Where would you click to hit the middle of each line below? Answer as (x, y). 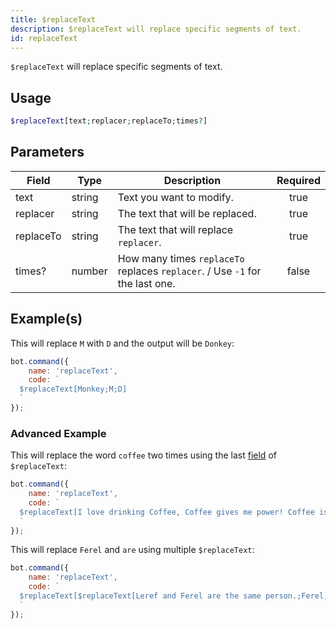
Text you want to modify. (175, 197)
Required (298, 180)
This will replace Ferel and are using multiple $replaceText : (132, 550)
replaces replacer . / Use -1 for (189, 271)
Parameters (47, 152)
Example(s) (46, 319)
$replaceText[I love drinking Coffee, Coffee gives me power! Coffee (167, 512)
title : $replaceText (53, 19)
